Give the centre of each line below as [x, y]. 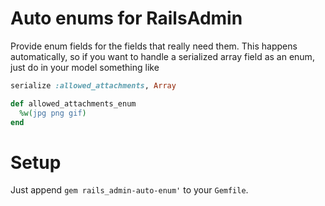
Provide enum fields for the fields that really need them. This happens [154, 46]
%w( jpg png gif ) [53, 113]
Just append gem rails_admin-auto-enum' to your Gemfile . [129, 190]
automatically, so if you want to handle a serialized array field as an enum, [162, 56]
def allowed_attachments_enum [73, 103]
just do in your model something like [85, 67]
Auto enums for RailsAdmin [126, 18]
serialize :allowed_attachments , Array [93, 85]
